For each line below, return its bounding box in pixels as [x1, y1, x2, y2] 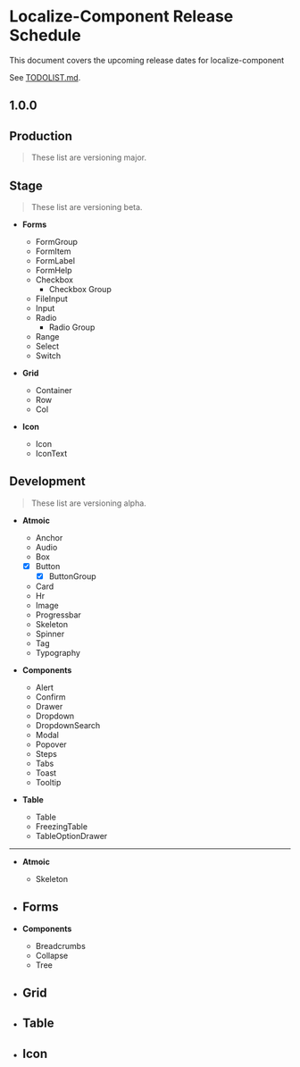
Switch [35, 350, 62, 361]
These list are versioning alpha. [30, 498, 147, 508]
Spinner [35, 628, 65, 639]
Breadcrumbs [35, 940, 87, 951]
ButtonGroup [48, 570, 96, 582]
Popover [35, 739, 67, 750]
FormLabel [35, 255, 76, 265]
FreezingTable [35, 820, 87, 832]
